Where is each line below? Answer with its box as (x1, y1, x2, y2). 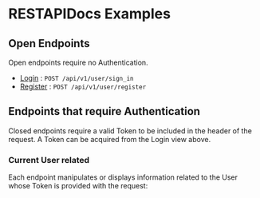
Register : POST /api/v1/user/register (19, 81, 147, 91)
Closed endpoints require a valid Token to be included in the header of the (8, 125, 253, 136)
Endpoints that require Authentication (8, 105, 201, 118)
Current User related (8, 154, 90, 165)
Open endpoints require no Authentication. (8, 57, 149, 67)
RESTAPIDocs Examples (8, 5, 171, 23)
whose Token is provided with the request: (8, 181, 148, 191)
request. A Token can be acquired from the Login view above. (8, 134, 211, 144)
